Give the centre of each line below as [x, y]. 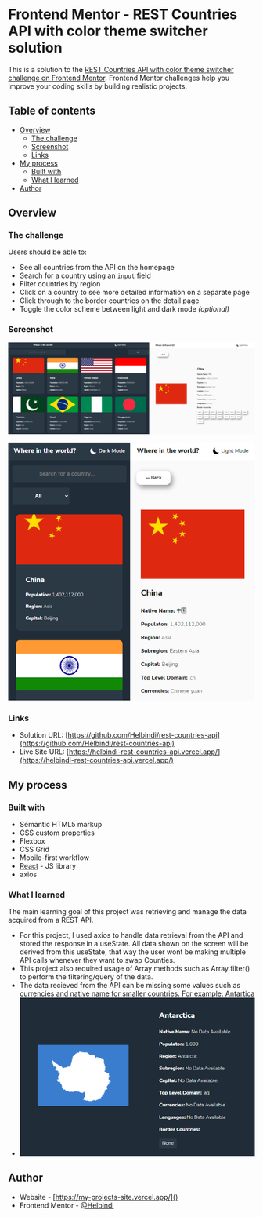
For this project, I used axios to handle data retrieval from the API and [131, 935]
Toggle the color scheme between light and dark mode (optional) [124, 309]
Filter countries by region [60, 284]
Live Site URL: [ [44, 752]
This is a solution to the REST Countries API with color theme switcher [121, 69]
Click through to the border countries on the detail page [109, 301]
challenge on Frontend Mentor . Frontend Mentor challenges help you [119, 78]
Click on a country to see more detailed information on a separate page [135, 293]
